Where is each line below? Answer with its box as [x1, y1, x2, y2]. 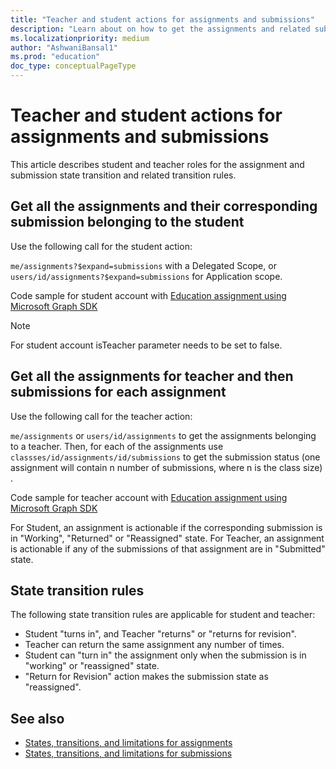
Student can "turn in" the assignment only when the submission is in [24, 649, 307, 661]
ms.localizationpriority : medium [10, 33, 150, 43]
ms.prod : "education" [10, 52, 101, 62]
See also [10, 710, 65, 727]
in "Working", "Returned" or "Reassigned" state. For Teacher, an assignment [10, 532, 325, 544]
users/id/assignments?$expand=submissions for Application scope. [10, 270, 283, 282]
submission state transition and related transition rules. [10, 169, 237, 181]
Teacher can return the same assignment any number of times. [24, 639, 285, 651]
